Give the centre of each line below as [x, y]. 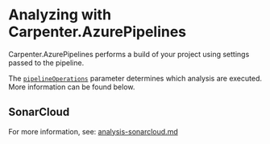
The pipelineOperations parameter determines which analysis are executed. [135, 78]
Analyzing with [60, 15]
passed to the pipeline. [46, 63]
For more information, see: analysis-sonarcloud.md [93, 131]
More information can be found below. [72, 87]
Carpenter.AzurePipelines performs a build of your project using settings [129, 54]
